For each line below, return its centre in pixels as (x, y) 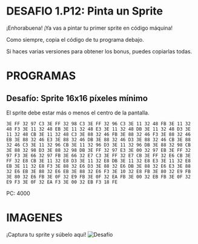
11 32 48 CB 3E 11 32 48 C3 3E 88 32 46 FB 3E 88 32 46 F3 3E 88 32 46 (98, 134)
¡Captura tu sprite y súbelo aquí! (46, 234)
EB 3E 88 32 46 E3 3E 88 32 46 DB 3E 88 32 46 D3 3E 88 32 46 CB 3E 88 (98, 140)
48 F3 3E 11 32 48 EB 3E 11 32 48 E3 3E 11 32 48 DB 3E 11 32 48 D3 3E (98, 129)
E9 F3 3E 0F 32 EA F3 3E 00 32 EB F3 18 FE (62, 182)
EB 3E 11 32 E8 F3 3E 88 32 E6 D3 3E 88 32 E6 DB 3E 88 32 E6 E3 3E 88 (98, 166)
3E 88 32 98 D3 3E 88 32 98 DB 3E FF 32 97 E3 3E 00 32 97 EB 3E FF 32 (98, 150)
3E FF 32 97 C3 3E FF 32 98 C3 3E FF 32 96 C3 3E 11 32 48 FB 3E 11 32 (98, 124)
